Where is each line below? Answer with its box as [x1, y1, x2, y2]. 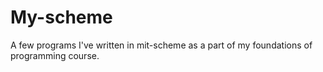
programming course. [10, 49, 100, 61]
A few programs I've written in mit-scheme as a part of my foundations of [10, 39, 313, 51]
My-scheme [10, 6, 113, 29]
